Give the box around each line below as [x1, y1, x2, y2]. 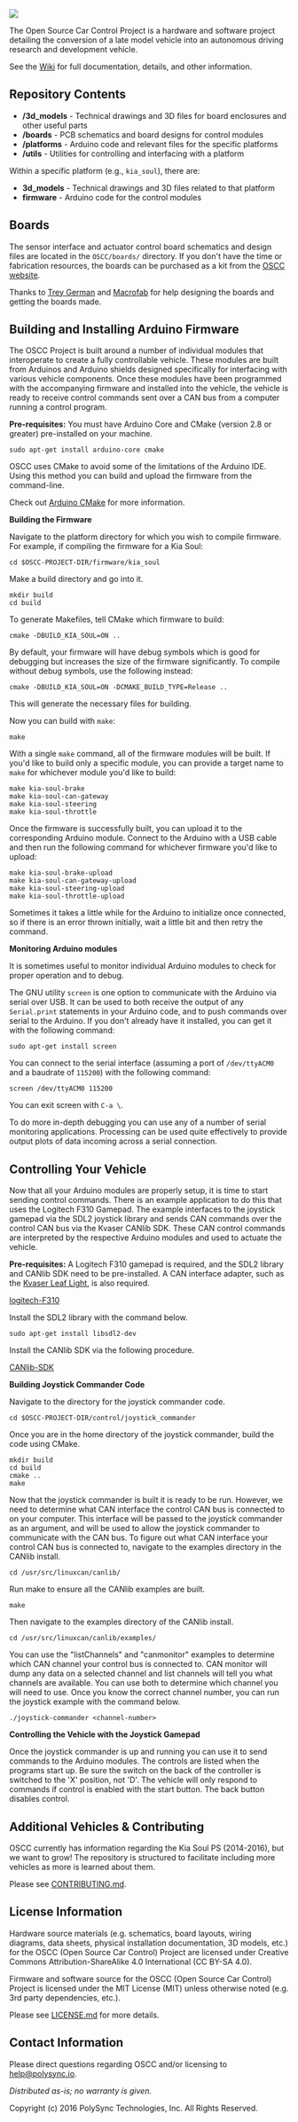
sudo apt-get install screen [9, 1042, 117, 1051]
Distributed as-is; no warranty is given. [9, 2085, 153, 2096]
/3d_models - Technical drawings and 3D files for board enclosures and [21, 110, 286, 121]
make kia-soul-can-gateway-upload [9, 876, 137, 885]
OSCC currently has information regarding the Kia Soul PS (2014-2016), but [9, 1843, 285, 1853]
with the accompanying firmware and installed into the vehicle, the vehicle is [9, 383, 289, 394]
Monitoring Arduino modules [9, 944, 118, 955]
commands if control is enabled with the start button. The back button [9, 1784, 265, 1795]
